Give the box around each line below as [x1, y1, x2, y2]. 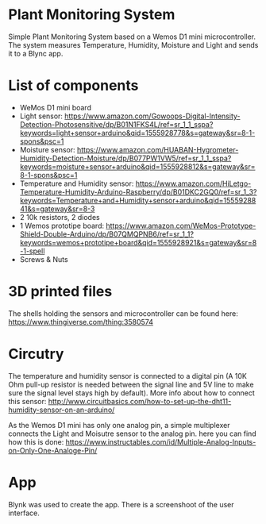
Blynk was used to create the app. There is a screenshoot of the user [8, 499, 234, 509]
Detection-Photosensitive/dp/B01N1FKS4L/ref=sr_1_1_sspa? [19, 119, 214, 129]
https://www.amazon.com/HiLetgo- [135, 179, 252, 188]
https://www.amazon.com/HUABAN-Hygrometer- [76, 144, 239, 154]
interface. [8, 508, 40, 518]
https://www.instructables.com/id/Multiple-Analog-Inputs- [65, 437, 256, 446]
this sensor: [8, 396, 47, 406]
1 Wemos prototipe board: [19, 221, 105, 230]
